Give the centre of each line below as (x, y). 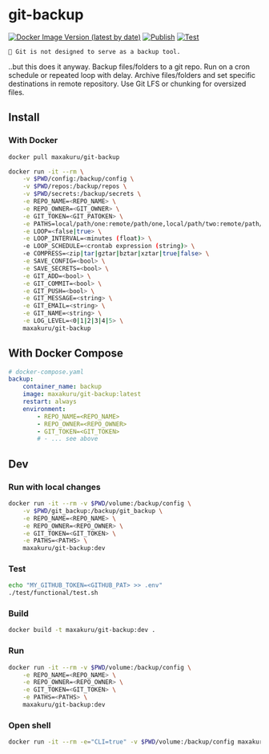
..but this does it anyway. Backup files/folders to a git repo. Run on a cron (129, 67)
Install (24, 118)
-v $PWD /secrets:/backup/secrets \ (82, 194)
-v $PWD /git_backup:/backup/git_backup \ (92, 511)
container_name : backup (62, 387)
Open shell (30, 725)
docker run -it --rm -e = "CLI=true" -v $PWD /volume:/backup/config (121, 742)
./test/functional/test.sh (53, 593)
